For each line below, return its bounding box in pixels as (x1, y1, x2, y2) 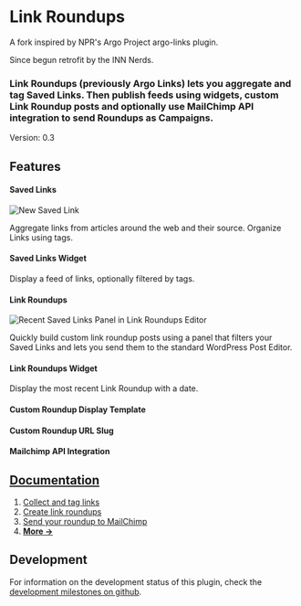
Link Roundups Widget (9, 363, 98, 374)
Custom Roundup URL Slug (9, 425, 114, 436)
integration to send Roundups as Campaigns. (9, 112, 214, 124)
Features (9, 158, 61, 175)
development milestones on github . (9, 586, 142, 597)
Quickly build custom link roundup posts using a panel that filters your (9, 332, 273, 344)
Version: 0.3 (9, 133, 55, 144)
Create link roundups (22, 506, 102, 517)
